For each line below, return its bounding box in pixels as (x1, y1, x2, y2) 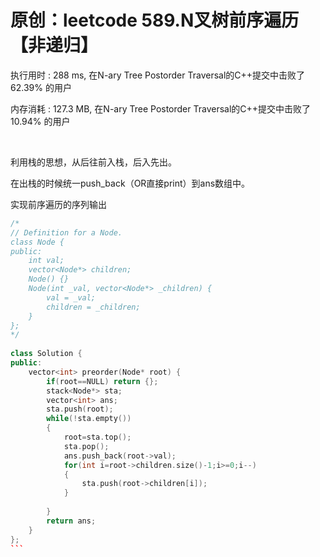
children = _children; (46, 302, 141, 312)
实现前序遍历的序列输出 (10, 198, 107, 210)
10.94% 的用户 (10, 115, 71, 127)
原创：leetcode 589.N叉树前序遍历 (10, 9, 300, 32)
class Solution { (10, 349, 83, 359)
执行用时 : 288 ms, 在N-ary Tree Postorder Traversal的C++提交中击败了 (10, 69, 306, 81)
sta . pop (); (63, 441, 110, 451)
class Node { (10, 237, 65, 247)
